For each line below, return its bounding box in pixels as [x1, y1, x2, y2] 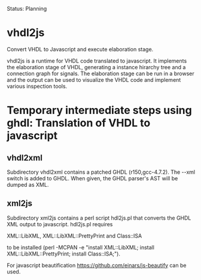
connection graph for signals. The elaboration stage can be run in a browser [7, 70, 194, 77]
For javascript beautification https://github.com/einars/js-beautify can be [7, 261, 187, 269]
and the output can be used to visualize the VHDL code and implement [7, 76, 181, 83]
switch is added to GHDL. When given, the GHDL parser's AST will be [7, 174, 178, 181]
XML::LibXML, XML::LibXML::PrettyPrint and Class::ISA [7, 232, 142, 239]
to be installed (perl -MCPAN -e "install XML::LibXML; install [7, 244, 155, 251]
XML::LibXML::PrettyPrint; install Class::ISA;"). [7, 250, 120, 257]
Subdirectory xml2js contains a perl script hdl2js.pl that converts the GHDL [7, 214, 191, 221]
